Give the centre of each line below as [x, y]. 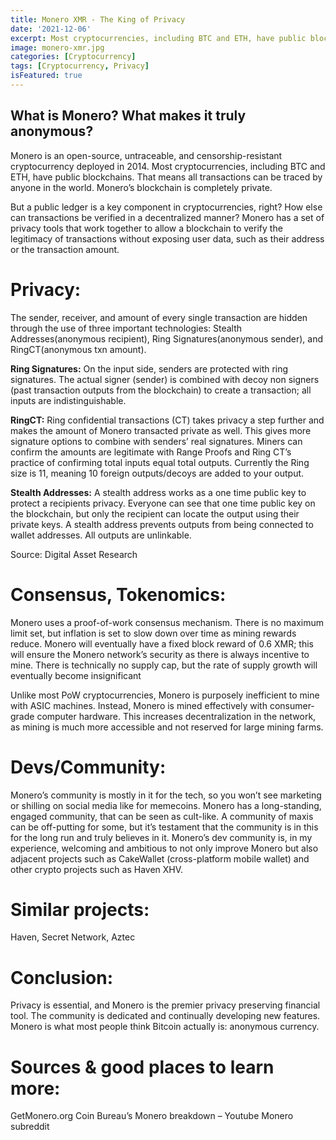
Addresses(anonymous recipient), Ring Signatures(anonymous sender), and [166, 338]
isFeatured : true [46, 76]
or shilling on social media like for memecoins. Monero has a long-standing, [166, 805]
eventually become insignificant [76, 675]
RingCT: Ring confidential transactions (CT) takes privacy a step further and [167, 420]
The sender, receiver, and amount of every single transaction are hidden [159, 317]
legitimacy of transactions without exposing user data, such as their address [167, 238]
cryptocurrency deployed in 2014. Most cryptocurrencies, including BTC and [168, 166]
